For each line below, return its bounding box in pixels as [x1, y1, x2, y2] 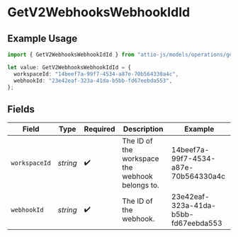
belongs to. [122, 180, 159, 190]
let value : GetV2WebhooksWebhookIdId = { [7, 64, 132, 71]
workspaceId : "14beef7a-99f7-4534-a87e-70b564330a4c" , [13, 70, 179, 78]
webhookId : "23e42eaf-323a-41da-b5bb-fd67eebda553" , [13, 77, 173, 84]
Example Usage [7, 33, 78, 45]
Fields [7, 103, 35, 115]
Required [84, 125, 115, 134]
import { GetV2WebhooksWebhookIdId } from [7, 51, 135, 58]
